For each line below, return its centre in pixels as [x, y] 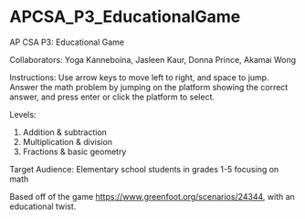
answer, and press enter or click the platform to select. [112, 97]
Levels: [23, 114]
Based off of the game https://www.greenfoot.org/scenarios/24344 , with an [152, 196]
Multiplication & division [67, 141]
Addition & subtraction [65, 132]
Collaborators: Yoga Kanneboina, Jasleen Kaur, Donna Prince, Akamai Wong [153, 59]
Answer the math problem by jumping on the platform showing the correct [149, 87]
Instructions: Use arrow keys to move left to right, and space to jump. [139, 77]
